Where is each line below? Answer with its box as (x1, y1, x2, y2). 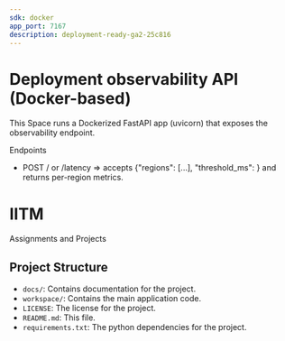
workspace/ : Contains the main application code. (22, 293, 201, 304)
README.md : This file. (22, 312, 97, 323)
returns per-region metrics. (22, 172, 124, 183)
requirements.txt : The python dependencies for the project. (22, 322, 247, 333)
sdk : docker (9, 13, 54, 23)
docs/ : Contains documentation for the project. (22, 283, 197, 294)
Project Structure (9, 259, 108, 275)
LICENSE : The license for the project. (22, 303, 156, 314)
